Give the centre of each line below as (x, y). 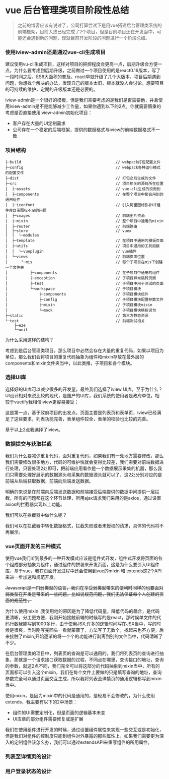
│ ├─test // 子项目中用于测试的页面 (84, 283)
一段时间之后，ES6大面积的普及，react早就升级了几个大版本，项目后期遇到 (83, 77)
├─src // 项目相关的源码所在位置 (84, 184)
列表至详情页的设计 (28, 757)
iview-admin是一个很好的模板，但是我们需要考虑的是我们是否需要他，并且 (82, 100)
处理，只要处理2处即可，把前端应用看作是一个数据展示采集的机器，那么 (83, 468)
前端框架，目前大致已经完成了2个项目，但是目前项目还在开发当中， (87, 31)
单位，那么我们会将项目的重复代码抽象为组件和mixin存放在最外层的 (75, 356)
